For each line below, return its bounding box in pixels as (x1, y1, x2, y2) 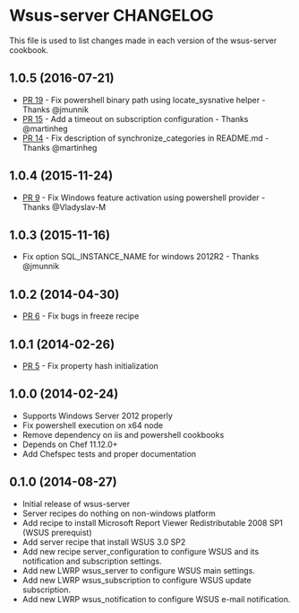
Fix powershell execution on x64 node (21, 419, 164, 431)
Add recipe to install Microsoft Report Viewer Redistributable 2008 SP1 (21, 517, 284, 528)
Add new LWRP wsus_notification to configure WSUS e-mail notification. (21, 593, 291, 604)
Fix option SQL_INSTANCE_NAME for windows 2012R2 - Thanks (21, 251, 260, 262)
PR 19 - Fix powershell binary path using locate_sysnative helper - (21, 94, 266, 105)
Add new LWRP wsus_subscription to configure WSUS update (21, 574, 252, 585)
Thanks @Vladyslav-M (21, 201, 107, 212)
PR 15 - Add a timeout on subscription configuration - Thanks (21, 113, 249, 124)
